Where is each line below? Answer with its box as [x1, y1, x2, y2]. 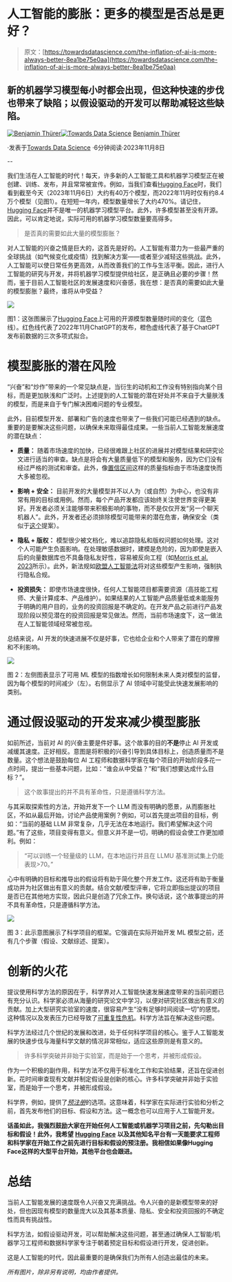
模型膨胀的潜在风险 [7, 358, 116, 374]
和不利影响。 [7, 643, 43, 651]
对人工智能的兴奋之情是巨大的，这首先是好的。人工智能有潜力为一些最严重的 [7, 243, 224, 252]
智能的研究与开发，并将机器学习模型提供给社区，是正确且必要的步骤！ [12, 270, 212, 278]
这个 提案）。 [29, 521, 63, 530]
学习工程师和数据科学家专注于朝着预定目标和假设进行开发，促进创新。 [12, 1239, 212, 1247]
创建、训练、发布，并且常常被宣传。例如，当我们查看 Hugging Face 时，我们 [7, 180, 222, 188]
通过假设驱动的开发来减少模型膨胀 [7, 714, 201, 730]
